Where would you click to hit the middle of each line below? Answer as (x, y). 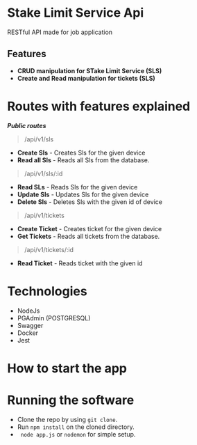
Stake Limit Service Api (76, 13)
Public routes (27, 125)
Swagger (30, 325)
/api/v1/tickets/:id (49, 249)
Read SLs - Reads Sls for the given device (77, 187)
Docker (28, 333)
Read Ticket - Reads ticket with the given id (80, 263)
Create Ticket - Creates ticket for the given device (89, 228)
